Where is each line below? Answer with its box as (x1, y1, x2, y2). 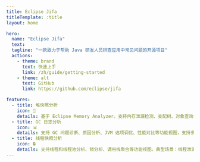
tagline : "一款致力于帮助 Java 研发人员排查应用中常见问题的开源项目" (11, 47, 168, 54)
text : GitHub (21, 80, 55, 86)
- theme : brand (17, 58, 55, 64)
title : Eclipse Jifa (6, 8, 58, 15)
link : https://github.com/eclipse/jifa (21, 86, 121, 92)
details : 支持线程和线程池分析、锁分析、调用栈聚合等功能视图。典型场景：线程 (17, 147, 187, 152)
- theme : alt (17, 75, 49, 81)
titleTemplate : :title (6, 14, 62, 20)
